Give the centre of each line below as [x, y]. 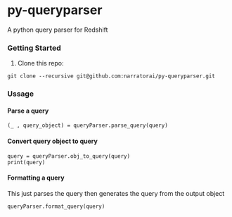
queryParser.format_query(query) [56, 206]
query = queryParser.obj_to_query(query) [69, 156]
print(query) [26, 162]
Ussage [20, 94]
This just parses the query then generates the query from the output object [116, 193]
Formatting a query [36, 178]
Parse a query [28, 111]
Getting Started [34, 48]
